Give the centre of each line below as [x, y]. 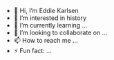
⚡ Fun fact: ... [32, 51]
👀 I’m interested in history [50, 18]
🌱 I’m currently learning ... [50, 25]
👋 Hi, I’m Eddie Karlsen [46, 11]
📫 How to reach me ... [46, 40]
